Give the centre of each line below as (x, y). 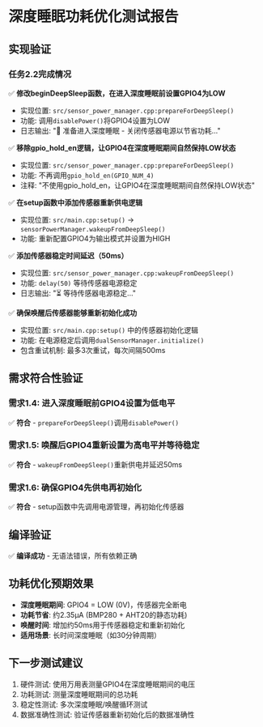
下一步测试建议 (46, 663)
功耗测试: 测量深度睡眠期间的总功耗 (79, 694)
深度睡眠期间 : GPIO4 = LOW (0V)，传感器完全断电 (104, 605)
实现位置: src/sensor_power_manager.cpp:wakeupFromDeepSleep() (127, 273)
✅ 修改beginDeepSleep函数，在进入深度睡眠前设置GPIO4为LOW (117, 93)
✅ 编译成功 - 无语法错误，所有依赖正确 (73, 555)
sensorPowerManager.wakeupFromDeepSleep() (93, 229)
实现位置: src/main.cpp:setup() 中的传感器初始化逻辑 (109, 329)
